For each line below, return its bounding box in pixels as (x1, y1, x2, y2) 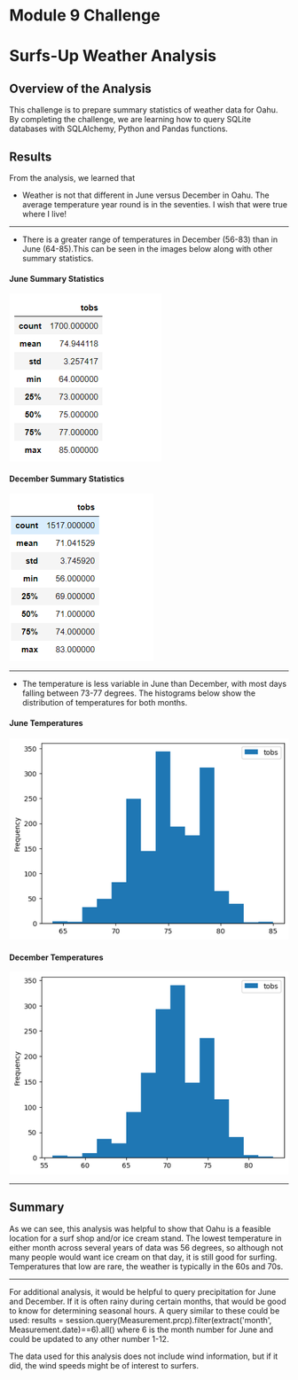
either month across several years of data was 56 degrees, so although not (9, 1242, 284, 1252)
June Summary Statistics (9, 273, 105, 284)
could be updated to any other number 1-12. (9, 1333, 169, 1344)
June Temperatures (9, 718, 83, 728)
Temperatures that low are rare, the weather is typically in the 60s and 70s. (9, 1260, 284, 1272)
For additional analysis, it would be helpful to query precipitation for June (9, 1286, 277, 1297)
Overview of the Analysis (9, 81, 153, 96)
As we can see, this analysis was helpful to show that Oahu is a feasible (9, 1223, 271, 1234)
